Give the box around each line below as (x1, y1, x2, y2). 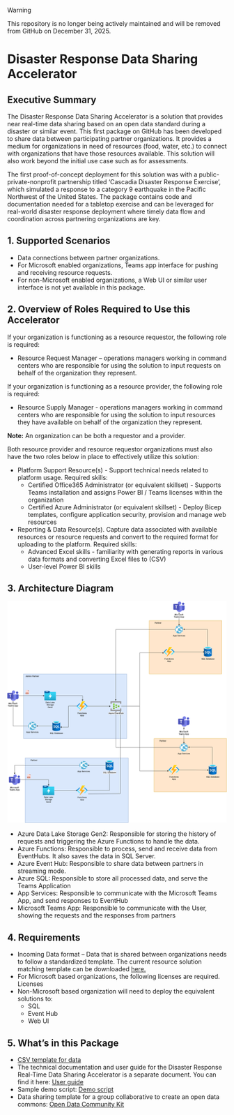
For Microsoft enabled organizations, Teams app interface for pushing (17, 261, 219, 269)
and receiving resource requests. (17, 268, 113, 276)
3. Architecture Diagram (7, 583, 114, 594)
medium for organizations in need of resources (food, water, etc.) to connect (7, 142, 227, 150)
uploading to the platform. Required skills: (17, 540, 137, 548)
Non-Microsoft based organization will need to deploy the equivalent (17, 987, 214, 996)
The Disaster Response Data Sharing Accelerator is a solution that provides (7, 112, 224, 121)
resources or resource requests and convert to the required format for (17, 532, 219, 541)
